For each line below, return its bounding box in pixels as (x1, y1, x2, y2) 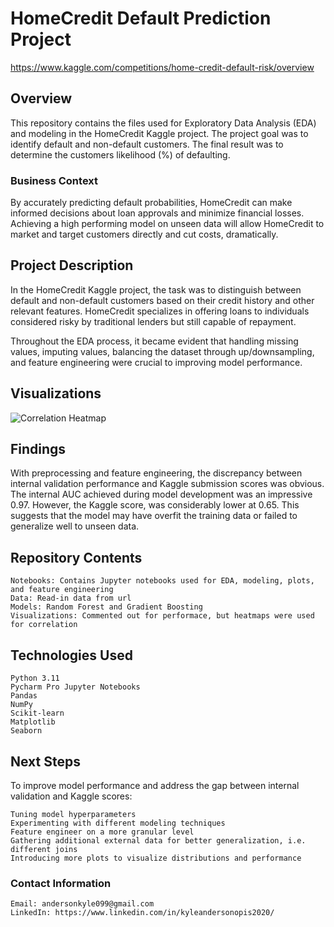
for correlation (10, 620, 78, 630)
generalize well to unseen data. (10, 520, 140, 532)
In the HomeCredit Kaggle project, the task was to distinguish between (10, 283, 302, 296)
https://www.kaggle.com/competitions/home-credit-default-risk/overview (10, 61, 315, 73)
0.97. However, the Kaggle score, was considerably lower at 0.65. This (10, 499, 300, 511)
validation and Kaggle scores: (10, 790, 133, 802)
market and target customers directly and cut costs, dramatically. (10, 228, 279, 241)
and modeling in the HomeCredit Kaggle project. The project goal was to (10, 127, 309, 139)
